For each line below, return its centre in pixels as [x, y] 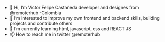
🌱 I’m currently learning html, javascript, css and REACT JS [70, 29]
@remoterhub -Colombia [35, 13]
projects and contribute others [41, 23]
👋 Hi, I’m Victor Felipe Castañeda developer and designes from [74, 8]
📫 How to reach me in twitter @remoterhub [55, 34]
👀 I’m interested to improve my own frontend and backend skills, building [85, 18]
